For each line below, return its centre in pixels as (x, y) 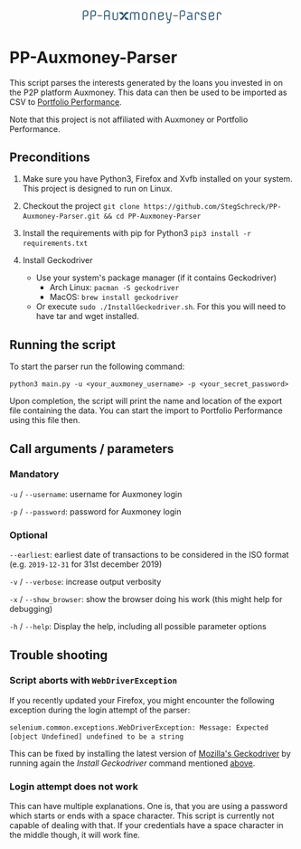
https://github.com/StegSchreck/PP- (212, 207)
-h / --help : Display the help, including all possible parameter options (138, 627)
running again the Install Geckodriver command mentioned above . (132, 763)
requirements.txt (55, 244)
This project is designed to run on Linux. (98, 189)
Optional (28, 534)
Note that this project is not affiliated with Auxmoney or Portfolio (129, 119)
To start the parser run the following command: (97, 367)
